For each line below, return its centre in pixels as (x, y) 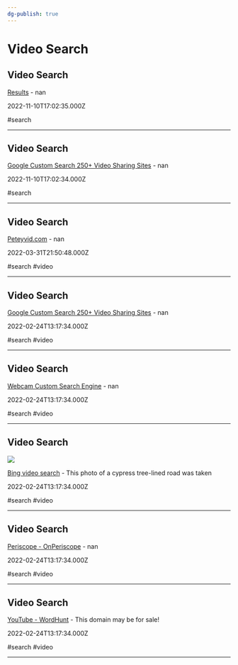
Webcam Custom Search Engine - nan (63, 386)
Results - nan (27, 92)
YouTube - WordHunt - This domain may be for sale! (83, 620)
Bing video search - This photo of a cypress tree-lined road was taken (110, 473)
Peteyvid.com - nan (36, 239)
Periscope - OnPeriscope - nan (53, 546)
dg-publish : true (33, 14)
